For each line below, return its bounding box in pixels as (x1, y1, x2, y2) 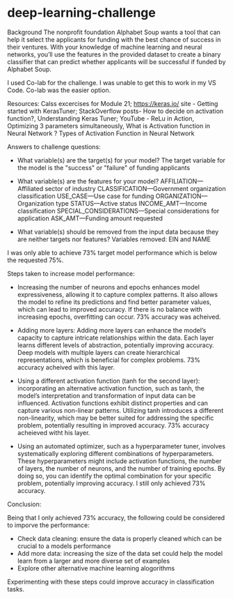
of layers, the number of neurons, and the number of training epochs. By (17, 464, 225, 472)
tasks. (7, 584, 25, 593)
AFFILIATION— (160, 176, 204, 185)
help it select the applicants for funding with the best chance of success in (7, 35, 221, 43)
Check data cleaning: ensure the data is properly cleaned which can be (17, 534, 223, 543)
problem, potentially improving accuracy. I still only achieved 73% (17, 479, 206, 487)
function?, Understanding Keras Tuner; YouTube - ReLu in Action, (7, 114, 195, 123)
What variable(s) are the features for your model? (17, 176, 159, 185)
